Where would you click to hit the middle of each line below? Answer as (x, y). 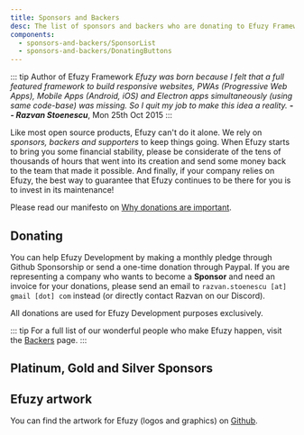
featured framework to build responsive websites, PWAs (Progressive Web (149, 86)
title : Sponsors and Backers (65, 18)
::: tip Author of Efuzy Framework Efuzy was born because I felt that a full (147, 77)
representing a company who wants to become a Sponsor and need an (143, 276)
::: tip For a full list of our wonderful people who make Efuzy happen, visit (146, 331)
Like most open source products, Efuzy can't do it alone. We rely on (136, 132)
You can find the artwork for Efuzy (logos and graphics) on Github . (134, 421)
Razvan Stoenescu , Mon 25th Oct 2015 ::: (94, 115)
